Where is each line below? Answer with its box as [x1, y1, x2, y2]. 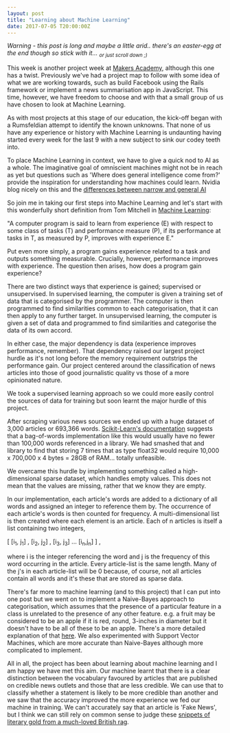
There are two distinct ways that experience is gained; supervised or [7, 282, 201, 291]
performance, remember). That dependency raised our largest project [7, 347, 205, 355]
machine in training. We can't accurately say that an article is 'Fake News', [7, 703, 218, 711]
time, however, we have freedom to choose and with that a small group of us [7, 93, 224, 102]
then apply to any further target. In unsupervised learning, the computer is [7, 312, 218, 320]
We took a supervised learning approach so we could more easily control [7, 390, 214, 398]
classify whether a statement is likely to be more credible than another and [7, 688, 218, 697]
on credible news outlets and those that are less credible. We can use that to [7, 681, 224, 689]
